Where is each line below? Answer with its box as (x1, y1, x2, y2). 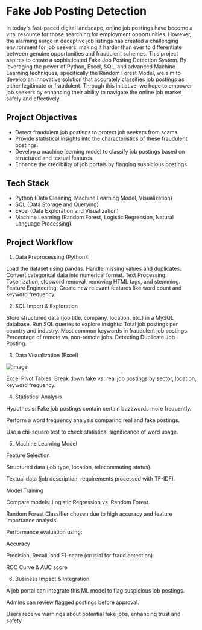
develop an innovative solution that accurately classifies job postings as (6, 76, 185, 83)
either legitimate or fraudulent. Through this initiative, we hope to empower (6, 82, 192, 89)
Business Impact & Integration (14, 576, 90, 583)
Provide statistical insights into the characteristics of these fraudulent (14, 135, 188, 142)
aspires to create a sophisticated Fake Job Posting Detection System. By (6, 56, 187, 63)
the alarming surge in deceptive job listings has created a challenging (6, 37, 179, 44)
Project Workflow (6, 237, 74, 247)
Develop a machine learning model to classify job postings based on (14, 148, 185, 155)
